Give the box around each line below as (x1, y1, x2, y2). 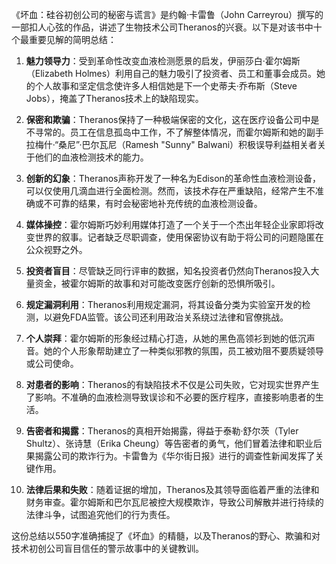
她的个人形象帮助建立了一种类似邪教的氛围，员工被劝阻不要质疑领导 (43, 345, 324, 357)
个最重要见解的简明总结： (11, 34, 117, 45)
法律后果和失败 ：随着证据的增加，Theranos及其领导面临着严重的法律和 (25, 484, 320, 495)
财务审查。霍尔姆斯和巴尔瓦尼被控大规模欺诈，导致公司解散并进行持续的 (25, 496, 324, 508)
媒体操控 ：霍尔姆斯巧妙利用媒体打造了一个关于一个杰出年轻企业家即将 (25, 219, 316, 230)
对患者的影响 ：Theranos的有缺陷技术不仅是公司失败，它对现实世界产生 (25, 379, 320, 390)
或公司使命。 (25, 358, 79, 369)
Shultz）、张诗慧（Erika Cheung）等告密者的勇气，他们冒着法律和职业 (25, 438, 314, 449)
